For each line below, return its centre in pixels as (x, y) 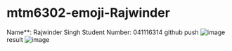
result (15, 39)
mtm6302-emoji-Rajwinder (88, 13)
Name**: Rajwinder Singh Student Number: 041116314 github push (103, 32)
